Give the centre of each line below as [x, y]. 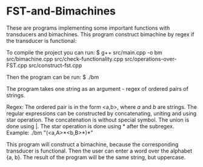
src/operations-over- [151, 59]
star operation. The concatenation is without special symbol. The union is [98, 120]
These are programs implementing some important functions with [88, 28]
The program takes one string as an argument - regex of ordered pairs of [98, 88]
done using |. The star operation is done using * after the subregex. [90, 126]
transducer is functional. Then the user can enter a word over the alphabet [99, 151]
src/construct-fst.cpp [55, 65]
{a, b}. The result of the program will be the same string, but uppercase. [96, 157]
